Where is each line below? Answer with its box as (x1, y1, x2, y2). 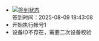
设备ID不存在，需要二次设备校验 (11, 29, 92, 36)
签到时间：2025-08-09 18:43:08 (11, 14, 94, 21)
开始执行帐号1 (11, 21, 46, 28)
